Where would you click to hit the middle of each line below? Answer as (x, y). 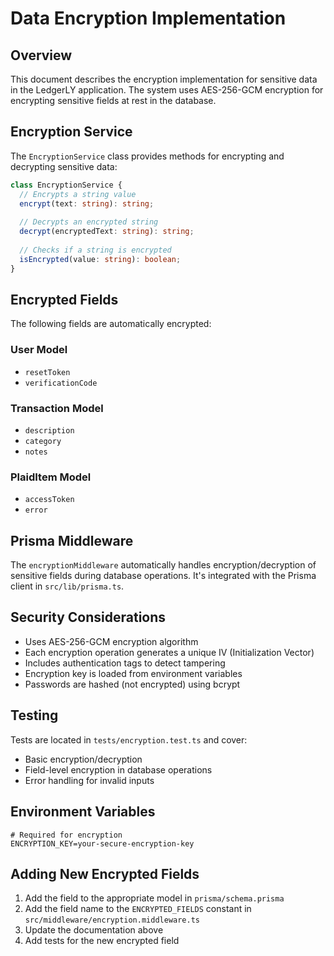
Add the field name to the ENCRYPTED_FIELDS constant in (138, 909)
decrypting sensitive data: (64, 166)
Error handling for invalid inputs (89, 780)
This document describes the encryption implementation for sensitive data (164, 79)
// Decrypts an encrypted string (89, 222)
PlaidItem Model (51, 477)
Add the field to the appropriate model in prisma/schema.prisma (154, 898)
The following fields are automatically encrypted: (111, 324)
